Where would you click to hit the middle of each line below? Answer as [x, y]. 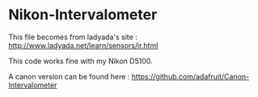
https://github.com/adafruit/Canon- [190, 76]
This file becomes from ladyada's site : [73, 37]
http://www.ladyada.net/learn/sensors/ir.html [83, 45]
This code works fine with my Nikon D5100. [81, 61]
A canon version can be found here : [69, 76]
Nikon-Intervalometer [83, 15]
